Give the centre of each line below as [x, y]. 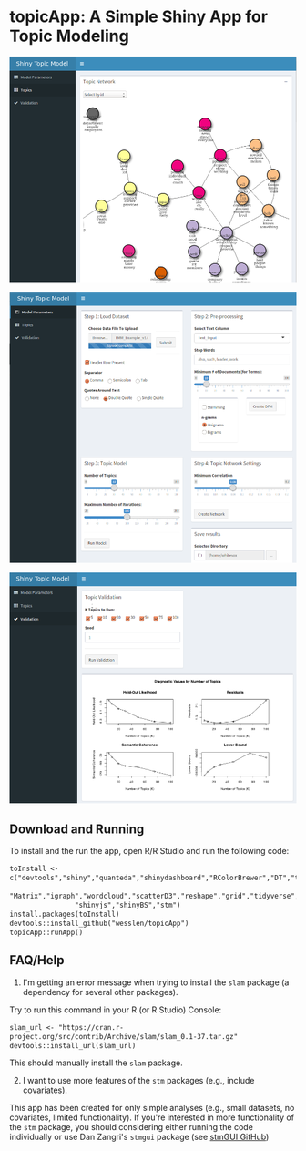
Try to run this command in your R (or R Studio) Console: [116, 1010]
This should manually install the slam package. [97, 1063]
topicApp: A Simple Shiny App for [139, 17]
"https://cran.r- [91, 1027]
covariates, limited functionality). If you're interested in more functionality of [152, 1117]
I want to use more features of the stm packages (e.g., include [138, 1080]
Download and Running [77, 829]
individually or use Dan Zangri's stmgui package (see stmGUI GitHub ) [139, 1136]
